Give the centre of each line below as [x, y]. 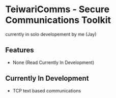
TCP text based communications [47, 90]
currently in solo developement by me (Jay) [51, 34]
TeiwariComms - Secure [57, 9]
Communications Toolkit [58, 20]
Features [20, 50]
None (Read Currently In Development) [53, 62]
